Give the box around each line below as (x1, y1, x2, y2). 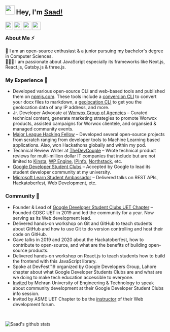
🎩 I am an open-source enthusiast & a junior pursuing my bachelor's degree (5, 48, 163, 54)
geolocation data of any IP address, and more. (12, 105, 110, 111)
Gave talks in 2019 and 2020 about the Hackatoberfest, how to (12, 237, 144, 243)
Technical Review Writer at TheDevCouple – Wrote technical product (12, 148, 156, 154)
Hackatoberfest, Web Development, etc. (12, 180, 97, 186)
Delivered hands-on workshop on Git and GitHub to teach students (12, 220, 152, 226)
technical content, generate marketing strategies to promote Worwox (12, 115, 157, 121)
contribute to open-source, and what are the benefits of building (12, 242, 148, 248)
